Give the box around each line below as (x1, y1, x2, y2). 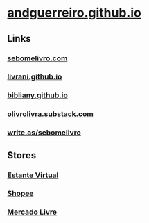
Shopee (7, 189, 34, 199)
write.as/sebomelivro (7, 128, 82, 138)
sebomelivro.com (7, 53, 68, 63)
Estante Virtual (7, 170, 59, 180)
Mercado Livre (7, 207, 58, 217)
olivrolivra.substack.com (7, 109, 94, 119)
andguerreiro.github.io (7, 5, 142, 21)
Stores (7, 149, 37, 161)
